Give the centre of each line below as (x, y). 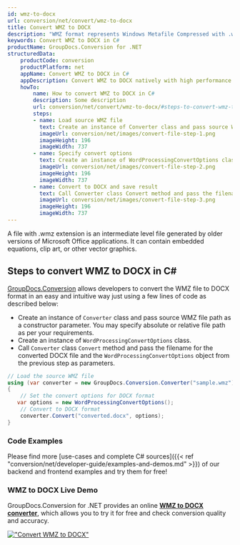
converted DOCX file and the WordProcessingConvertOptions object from (124, 355)
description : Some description (80, 101)
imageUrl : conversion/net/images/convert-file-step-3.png (127, 200)
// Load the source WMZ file (51, 376)
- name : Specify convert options (83, 154)
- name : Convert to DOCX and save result (96, 186)
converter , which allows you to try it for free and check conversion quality (117, 513)
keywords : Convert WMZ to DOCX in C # (64, 41)
